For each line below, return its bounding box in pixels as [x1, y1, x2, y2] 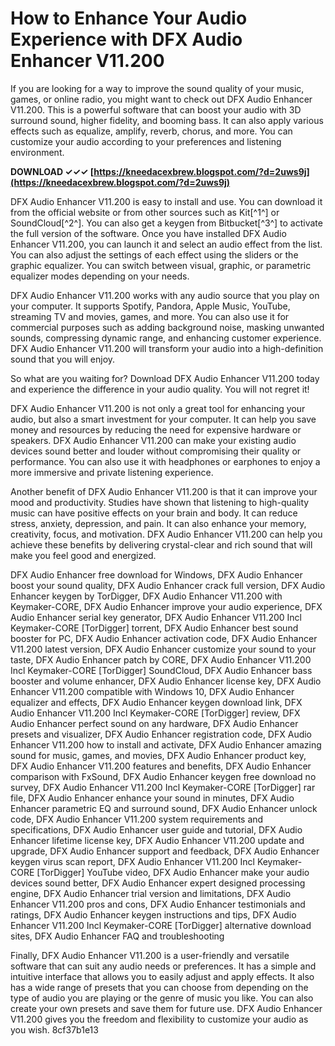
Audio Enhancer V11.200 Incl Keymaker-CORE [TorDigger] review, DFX [10, 707, 301, 719]
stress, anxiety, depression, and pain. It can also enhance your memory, [10, 517, 307, 529]
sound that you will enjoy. [10, 353, 116, 365]
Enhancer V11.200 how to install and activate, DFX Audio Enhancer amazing [10, 738, 322, 751]
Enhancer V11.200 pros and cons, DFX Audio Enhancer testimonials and [10, 898, 306, 910]
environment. [10, 146, 65, 158]
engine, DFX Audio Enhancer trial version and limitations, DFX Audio [10, 887, 292, 899]
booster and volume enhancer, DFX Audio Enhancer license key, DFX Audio [10, 675, 322, 687]
